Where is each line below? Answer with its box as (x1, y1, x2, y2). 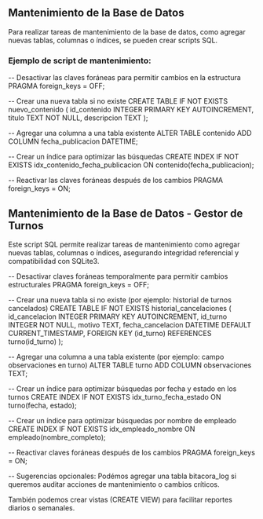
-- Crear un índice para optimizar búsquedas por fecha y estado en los (8, 384, 237, 393)
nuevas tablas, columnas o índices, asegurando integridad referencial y (8, 247, 239, 258)
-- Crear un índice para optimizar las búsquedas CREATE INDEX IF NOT (8, 152, 239, 162)
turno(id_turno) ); (8, 337, 64, 346)
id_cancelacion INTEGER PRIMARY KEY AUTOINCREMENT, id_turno (8, 312, 228, 321)
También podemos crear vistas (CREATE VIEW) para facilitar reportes (8, 495, 233, 504)
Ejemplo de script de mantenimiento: (8, 55, 152, 66)
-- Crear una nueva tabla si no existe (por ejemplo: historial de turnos (8, 294, 232, 305)
